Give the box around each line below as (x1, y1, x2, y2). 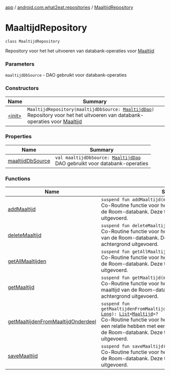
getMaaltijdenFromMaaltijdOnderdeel (8, 318, 97, 325)
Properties (5, 133, 32, 140)
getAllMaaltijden (8, 258, 47, 265)
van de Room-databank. (101, 234, 159, 241)
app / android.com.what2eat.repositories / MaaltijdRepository (5, 5, 134, 10)
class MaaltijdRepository (5, 39, 60, 44)
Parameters (5, 60, 34, 68)
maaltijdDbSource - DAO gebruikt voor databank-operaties (5, 72, 127, 78)
